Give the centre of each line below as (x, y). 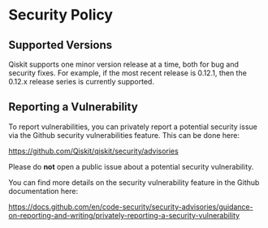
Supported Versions (60, 45)
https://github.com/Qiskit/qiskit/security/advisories (93, 151)
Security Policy (61, 15)
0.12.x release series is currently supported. (81, 82)
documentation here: (43, 191)
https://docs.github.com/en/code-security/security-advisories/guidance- (131, 206)
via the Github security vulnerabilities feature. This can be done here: (124, 135)
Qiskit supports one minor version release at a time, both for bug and (124, 64)
